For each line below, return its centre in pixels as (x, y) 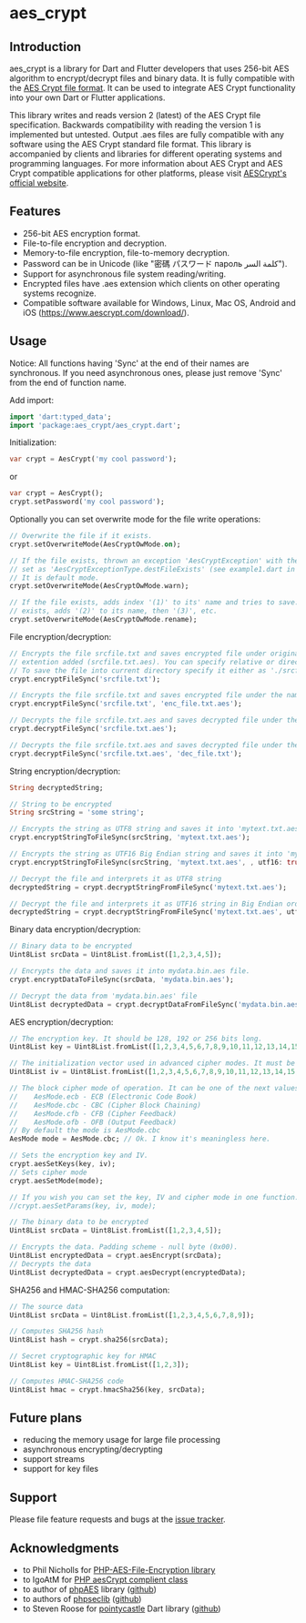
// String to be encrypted (61, 804)
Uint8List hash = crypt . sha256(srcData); (89, 1340)
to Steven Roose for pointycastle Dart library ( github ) (122, 1608)
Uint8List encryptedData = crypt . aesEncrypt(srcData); (116, 1255)
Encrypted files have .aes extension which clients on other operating (151, 283)
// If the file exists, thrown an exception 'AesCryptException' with (146, 561)
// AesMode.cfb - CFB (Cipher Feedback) (93, 1113)
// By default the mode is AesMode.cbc (85, 1131)
